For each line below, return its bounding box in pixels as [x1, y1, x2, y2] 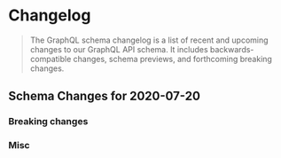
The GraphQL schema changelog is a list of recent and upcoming [29, 35, 269, 45]
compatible [29, 53, 72, 64]
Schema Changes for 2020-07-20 [8, 89, 201, 104]
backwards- [210, 43, 254, 54]
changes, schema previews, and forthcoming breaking [73, 53, 272, 64]
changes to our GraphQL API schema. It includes [29, 43, 209, 54]
